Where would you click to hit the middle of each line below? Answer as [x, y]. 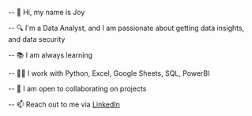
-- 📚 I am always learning [51, 55]
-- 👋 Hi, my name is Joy [47, 12]
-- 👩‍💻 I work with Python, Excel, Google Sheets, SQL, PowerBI [109, 73]
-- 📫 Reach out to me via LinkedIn [64, 104]
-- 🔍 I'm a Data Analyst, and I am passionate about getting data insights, [126, 28]
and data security [37, 39]
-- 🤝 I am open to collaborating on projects [77, 88]
